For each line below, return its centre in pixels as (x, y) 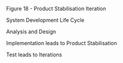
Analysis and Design (31, 31)
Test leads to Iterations (34, 55)
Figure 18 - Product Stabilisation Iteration (56, 9)
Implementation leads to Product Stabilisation (62, 43)
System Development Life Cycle (45, 20)
